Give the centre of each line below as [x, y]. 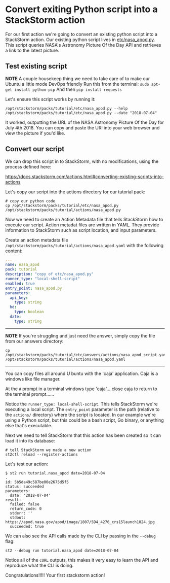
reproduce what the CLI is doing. [39, 565]
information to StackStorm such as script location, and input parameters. [81, 230]
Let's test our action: [27, 464]
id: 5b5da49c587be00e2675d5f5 [37, 482]
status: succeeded [25, 486]
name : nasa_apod [22, 265]
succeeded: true [27, 526]
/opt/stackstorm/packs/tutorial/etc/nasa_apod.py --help [67, 108]
